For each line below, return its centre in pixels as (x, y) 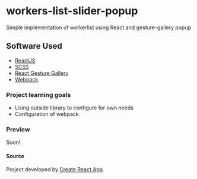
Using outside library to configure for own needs (74, 108)
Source (15, 156)
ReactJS (25, 60)
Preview (18, 129)
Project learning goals (39, 95)
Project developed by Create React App (55, 169)
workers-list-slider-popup (72, 11)
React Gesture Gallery (42, 73)
